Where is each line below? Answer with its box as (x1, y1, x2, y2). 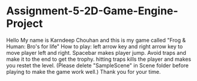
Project (6, 17, 43, 30)
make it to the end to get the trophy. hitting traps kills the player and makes (6, 55, 192, 63)
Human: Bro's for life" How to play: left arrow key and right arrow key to (6, 43, 183, 50)
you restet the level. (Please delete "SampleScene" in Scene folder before (6, 61, 189, 69)
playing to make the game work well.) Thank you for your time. (6, 68, 161, 75)
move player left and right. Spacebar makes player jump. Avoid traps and (6, 49, 186, 56)
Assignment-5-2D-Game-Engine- (6, 4, 178, 18)
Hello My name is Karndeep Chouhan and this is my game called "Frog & (6, 36, 186, 43)
